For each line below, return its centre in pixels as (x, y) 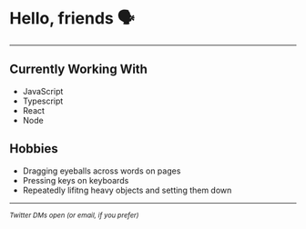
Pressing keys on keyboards (76, 180)
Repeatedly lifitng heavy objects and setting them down (127, 190)
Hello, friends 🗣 (72, 19)
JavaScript (43, 91)
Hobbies (34, 149)
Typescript (43, 101)
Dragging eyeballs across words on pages (102, 171)
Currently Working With (79, 70)
